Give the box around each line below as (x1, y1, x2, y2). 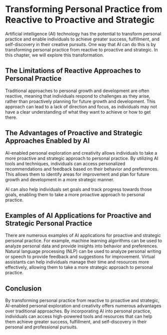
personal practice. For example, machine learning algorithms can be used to (5, 238, 162, 244)
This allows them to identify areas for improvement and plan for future (5, 171, 149, 177)
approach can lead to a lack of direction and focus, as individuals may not (5, 104, 157, 110)
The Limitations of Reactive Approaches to (5, 67, 141, 75)
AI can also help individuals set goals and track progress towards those (5, 186, 152, 192)
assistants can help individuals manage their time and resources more (5, 259, 149, 265)
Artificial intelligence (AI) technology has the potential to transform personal (5, 31, 161, 37)
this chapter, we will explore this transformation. (5, 52, 104, 58)
